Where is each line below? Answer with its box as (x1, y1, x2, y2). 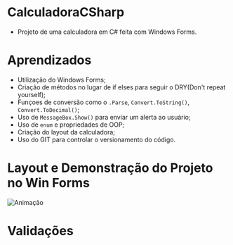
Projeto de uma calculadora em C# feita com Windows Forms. (17, 27, 197, 36)
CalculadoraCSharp (7, 4, 125, 20)
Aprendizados (7, 52, 92, 68)
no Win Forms (7, 175, 90, 191)
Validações (7, 223, 74, 239)
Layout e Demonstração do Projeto (7, 160, 213, 176)
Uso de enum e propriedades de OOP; (17, 120, 125, 129)
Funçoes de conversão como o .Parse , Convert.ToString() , (17, 98, 189, 106)
